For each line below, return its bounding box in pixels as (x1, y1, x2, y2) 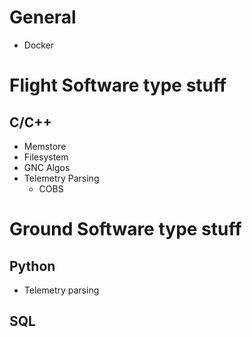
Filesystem (23, 151, 69, 163)
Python (9, 257, 56, 275)
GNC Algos (23, 161, 71, 173)
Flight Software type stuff (9, 74, 227, 97)
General (9, 6, 77, 29)
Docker (23, 39, 55, 51)
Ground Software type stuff (9, 218, 242, 241)
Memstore (23, 140, 67, 152)
